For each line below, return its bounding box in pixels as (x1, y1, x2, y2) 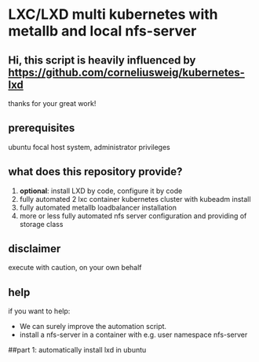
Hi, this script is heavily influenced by (8, 53, 196, 67)
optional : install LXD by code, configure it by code (19, 186, 183, 196)
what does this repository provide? (8, 165, 183, 178)
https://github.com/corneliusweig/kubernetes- (8, 65, 245, 79)
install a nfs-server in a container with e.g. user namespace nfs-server (19, 330, 248, 339)
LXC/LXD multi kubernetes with (8, 5, 218, 24)
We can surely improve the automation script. (19, 322, 167, 331)
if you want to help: (8, 306, 71, 316)
